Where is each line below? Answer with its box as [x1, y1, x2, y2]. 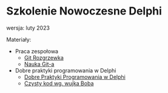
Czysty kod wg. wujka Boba [24, 80, 94, 87]
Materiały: [6, 36, 32, 43]
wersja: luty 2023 [6, 24, 50, 31]
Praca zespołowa [15, 47, 59, 55]
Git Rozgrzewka [24, 54, 64, 61]
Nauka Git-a [24, 60, 55, 68]
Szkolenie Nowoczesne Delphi [6, 4, 163, 18]
